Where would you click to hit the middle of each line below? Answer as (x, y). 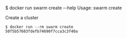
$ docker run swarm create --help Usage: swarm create (64, 8)
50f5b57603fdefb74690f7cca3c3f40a (42, 31)
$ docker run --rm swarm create (39, 27)
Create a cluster (22, 17)
